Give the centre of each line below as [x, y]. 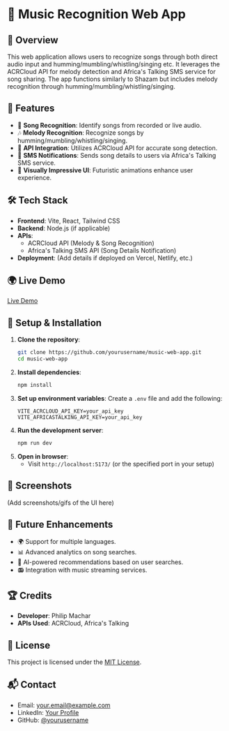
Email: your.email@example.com [64, 705]
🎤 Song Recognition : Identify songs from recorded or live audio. [109, 125]
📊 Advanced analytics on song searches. [77, 552]
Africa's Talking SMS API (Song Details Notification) [102, 250]
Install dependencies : [49, 372]
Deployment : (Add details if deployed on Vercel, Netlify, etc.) [105, 258]
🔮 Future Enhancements [60, 524]
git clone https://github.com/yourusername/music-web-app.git [109, 353]
